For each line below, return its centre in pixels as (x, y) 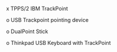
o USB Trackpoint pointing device (47, 20)
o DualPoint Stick (27, 31)
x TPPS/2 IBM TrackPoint (37, 9)
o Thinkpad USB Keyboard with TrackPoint (59, 43)
